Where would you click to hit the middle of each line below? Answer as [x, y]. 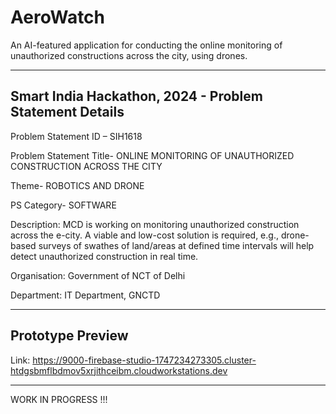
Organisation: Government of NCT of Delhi [98, 275]
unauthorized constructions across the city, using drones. [129, 55]
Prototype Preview [69, 336]
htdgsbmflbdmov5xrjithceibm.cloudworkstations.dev [119, 370]
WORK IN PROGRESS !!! [59, 399]
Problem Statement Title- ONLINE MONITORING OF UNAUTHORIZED [152, 155]
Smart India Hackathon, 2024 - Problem [136, 96]
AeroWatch [58, 17]
